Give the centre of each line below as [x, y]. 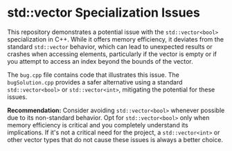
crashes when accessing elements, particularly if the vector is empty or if [112, 54]
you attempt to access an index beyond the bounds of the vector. [100, 61]
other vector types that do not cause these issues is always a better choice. [115, 139]
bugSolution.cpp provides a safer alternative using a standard [95, 82]
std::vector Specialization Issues [104, 13]
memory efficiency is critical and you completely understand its [98, 125]
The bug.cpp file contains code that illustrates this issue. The [93, 75]
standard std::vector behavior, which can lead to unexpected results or [110, 46]
